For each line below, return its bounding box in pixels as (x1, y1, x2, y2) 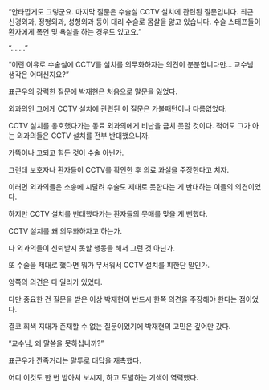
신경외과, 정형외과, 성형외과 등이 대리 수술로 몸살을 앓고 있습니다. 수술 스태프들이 (8, 17, 261, 26)
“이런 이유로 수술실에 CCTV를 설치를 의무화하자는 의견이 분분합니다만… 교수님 (8, 59, 255, 69)
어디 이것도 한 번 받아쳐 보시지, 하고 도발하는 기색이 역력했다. (8, 372, 199, 382)
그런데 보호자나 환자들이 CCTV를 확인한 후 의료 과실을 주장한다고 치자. (8, 165, 230, 174)
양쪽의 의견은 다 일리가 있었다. (8, 278, 103, 286)
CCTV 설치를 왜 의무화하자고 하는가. (8, 226, 123, 235)
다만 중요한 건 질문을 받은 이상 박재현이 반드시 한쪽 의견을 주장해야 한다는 (8, 295, 238, 303)
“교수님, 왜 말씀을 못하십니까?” (8, 339, 104, 347)
